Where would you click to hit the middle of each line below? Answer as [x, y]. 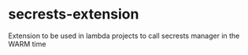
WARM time [27, 43]
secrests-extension [74, 14]
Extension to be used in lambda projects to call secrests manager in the [124, 36]
